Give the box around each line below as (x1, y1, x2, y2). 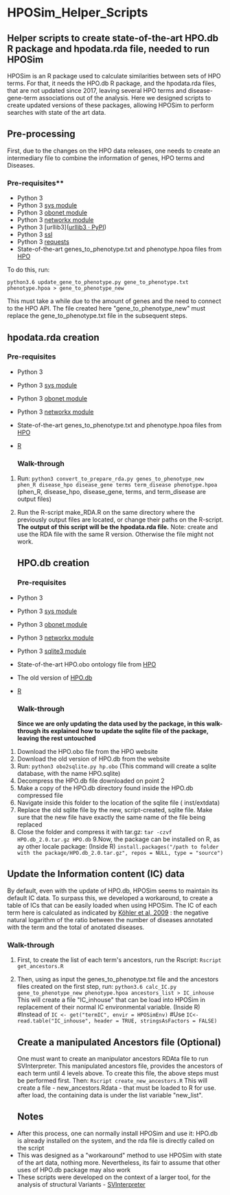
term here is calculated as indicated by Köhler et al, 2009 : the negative (7, 908, 209, 917)
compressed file (16, 792, 63, 800)
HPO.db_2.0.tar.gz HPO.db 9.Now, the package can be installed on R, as (16, 835, 220, 843)
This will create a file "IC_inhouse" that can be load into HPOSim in (16, 996, 206, 1004)
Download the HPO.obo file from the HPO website (16, 748, 158, 756)
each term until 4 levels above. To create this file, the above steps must (16, 1069, 219, 1077)
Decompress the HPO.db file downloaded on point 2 (16, 777, 165, 785)
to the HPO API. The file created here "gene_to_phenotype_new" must (7, 304, 206, 313)
